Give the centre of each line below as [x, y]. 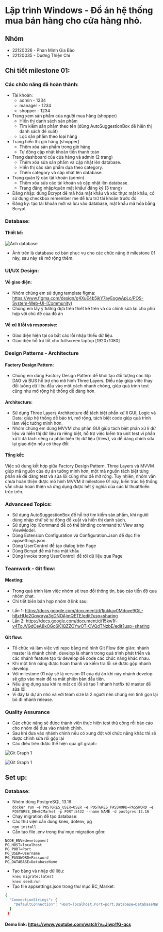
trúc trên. [14, 491]
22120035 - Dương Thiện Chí [41, 55]
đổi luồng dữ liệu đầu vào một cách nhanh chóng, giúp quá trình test [80, 386]
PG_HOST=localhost [24, 845]
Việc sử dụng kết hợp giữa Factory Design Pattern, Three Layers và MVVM [80, 466]
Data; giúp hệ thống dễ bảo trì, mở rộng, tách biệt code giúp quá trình [81, 418]
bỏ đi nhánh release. [33, 699]
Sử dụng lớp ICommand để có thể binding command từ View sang [78, 525]
